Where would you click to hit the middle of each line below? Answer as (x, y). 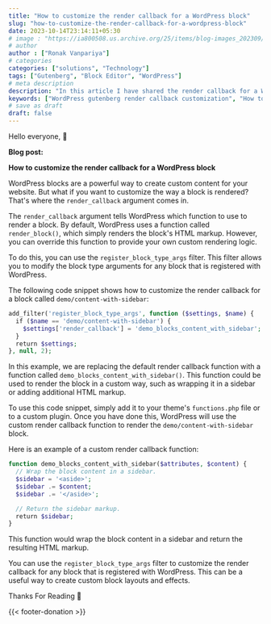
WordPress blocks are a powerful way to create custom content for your (128, 183)
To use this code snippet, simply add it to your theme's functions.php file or (134, 408)
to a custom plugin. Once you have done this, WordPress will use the (122, 417)
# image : (25, 38)
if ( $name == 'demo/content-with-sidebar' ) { (94, 321)
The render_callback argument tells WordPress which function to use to (128, 216)
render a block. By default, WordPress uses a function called (109, 224)
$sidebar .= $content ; (54, 486)
